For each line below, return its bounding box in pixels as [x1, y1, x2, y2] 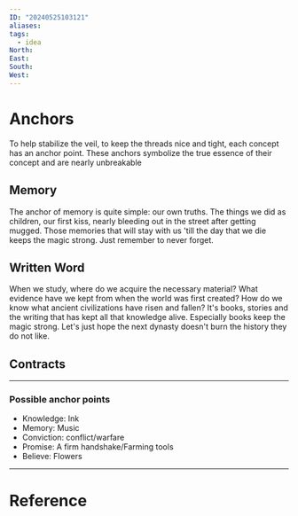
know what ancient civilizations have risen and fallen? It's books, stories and [9, 302, 288, 313]
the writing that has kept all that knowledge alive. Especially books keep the [9, 312, 286, 323]
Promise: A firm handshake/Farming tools [21, 442, 175, 452]
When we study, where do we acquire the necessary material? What [9, 284, 259, 294]
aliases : [9, 21, 42, 30]
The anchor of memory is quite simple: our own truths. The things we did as [9, 206, 286, 217]
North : [9, 46, 34, 55]
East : [9, 54, 29, 63]
